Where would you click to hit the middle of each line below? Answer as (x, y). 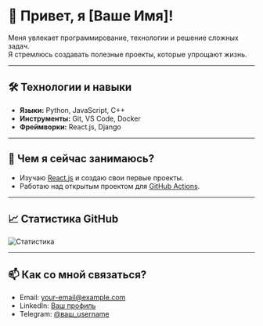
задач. (19, 45)
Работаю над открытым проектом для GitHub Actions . (110, 186)
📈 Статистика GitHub (63, 219)
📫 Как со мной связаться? (77, 275)
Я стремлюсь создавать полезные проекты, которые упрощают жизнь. (128, 54)
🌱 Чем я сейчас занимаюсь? (81, 159)
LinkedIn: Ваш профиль (58, 306)
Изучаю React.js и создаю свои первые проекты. (101, 177)
